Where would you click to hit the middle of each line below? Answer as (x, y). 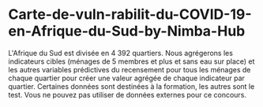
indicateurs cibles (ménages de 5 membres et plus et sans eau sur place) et (131, 61)
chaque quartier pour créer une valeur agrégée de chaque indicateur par (126, 78)
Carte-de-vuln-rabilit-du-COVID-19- (130, 15)
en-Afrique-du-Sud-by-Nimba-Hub (127, 31)
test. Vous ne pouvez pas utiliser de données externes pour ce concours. (128, 94)
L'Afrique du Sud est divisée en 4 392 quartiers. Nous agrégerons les (120, 53)
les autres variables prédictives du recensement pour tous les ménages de (130, 69)
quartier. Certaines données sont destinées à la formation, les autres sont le (131, 86)
